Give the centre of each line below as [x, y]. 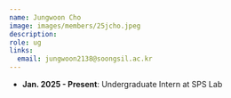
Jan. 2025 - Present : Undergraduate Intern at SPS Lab [122, 84]
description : [33, 34]
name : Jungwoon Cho [45, 17]
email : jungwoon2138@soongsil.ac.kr [85, 59]
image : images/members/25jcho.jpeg [75, 26]
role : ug [25, 42]
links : [21, 51]
